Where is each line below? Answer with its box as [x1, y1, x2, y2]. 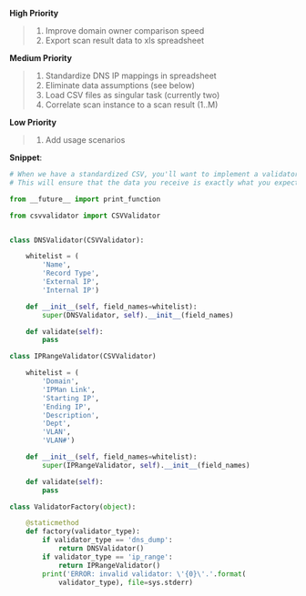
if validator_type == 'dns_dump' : [42, 536, 173, 545]
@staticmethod [25, 519, 79, 528]
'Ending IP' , [42, 402, 92, 411]
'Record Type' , [42, 268, 100, 278]
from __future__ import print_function [9, 195, 161, 204]
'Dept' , [42, 419, 71, 429]
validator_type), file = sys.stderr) [57, 578, 194, 587]
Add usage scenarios [45, 135, 126, 145]
